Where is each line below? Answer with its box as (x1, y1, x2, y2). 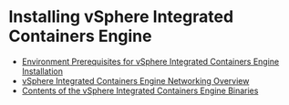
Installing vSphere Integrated (8, 6, 234, 27)
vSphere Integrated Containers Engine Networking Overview (21, 75, 250, 86)
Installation (21, 66, 64, 77)
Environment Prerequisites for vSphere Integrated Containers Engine (21, 56, 280, 67)
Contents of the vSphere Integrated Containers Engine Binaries (21, 85, 259, 96)
